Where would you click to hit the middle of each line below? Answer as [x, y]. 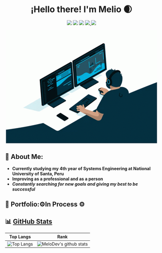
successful [24, 189]
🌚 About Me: [24, 157]
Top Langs [20, 237]
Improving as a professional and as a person [57, 179]
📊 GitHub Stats [29, 221]
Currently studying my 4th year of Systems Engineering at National [81, 168]
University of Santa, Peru [38, 174]
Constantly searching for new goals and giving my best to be [75, 184]
